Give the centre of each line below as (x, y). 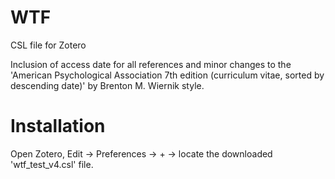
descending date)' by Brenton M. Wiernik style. (107, 85)
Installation (58, 126)
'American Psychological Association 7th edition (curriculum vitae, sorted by (167, 75)
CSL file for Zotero (48, 45)
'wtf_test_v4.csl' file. (52, 164)
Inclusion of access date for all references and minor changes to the (151, 64)
